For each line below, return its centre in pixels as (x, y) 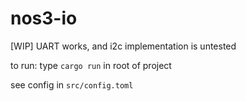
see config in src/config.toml (72, 84)
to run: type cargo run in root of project (91, 65)
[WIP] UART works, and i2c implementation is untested (123, 46)
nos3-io (44, 18)
